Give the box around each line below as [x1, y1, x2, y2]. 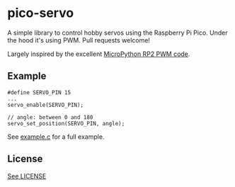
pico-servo [7, 5, 74, 21]
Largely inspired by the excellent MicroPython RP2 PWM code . [7, 50, 190, 58]
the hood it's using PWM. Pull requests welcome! [7, 35, 151, 44]
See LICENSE [7, 171, 47, 180]
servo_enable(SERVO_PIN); [7, 101, 84, 108]
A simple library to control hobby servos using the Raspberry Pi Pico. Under [7, 28, 228, 37]
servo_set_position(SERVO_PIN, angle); [7, 120, 125, 127]
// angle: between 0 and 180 [7, 113, 93, 121]
